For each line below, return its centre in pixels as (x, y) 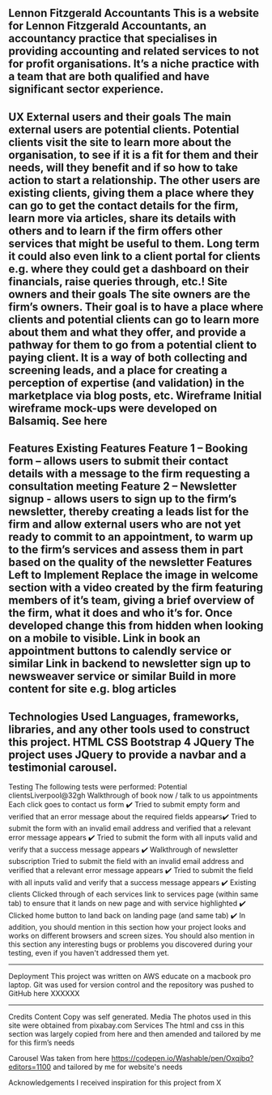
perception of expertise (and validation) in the (127, 383)
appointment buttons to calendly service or (120, 651)
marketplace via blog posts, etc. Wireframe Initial (135, 395)
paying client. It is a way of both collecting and (128, 357)
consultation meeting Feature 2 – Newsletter (123, 487)
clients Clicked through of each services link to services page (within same (134, 894)
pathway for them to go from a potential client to (133, 345)
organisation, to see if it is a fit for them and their (134, 154)
